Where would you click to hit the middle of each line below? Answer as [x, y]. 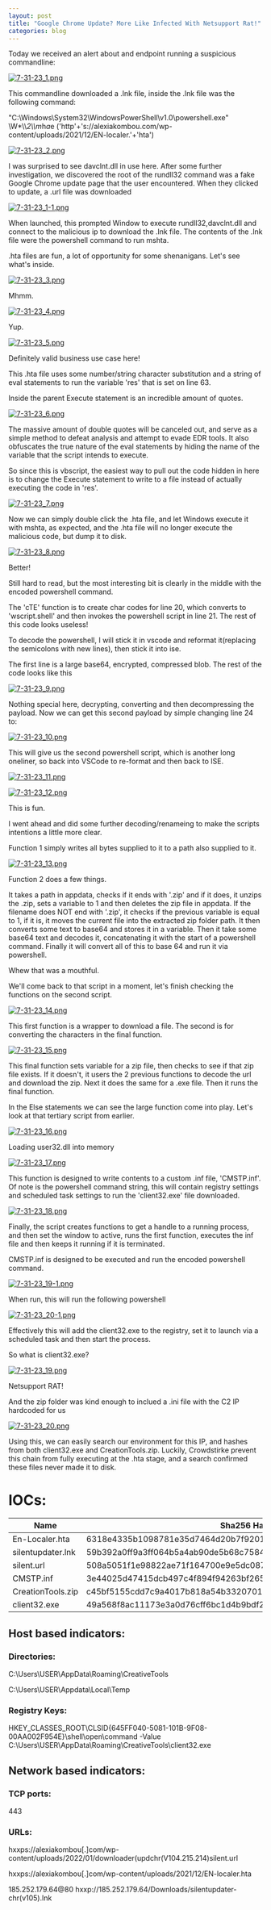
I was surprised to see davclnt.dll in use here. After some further [115, 166]
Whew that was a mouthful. [54, 971]
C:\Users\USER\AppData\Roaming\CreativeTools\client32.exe [110, 1745]
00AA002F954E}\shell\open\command [73, 1737]
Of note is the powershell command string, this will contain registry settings [134, 1187]
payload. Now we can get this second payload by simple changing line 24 [131, 713]
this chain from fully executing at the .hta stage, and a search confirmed [128, 1459]
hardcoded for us [37, 1411]
